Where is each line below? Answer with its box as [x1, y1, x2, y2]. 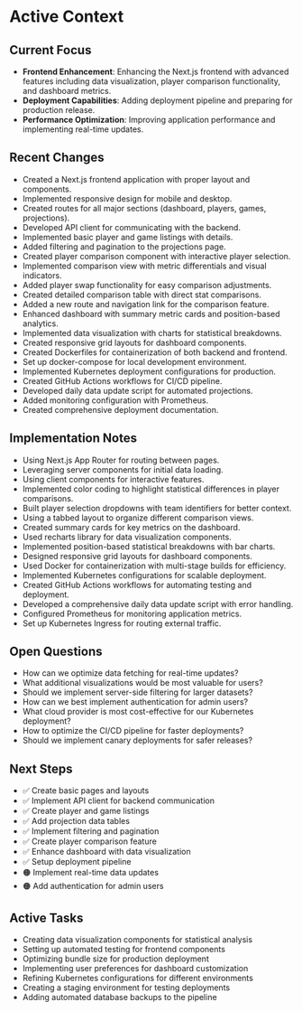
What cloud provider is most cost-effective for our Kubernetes [22, 707, 254, 717]
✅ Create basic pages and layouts [22, 785, 150, 796]
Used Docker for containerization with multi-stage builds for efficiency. [22, 560, 287, 571]
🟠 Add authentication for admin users [22, 881, 164, 892]
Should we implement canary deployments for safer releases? [22, 735, 253, 746]
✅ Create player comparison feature [22, 836, 158, 847]
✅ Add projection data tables [22, 816, 131, 827]
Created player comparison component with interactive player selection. [22, 250, 291, 261]
